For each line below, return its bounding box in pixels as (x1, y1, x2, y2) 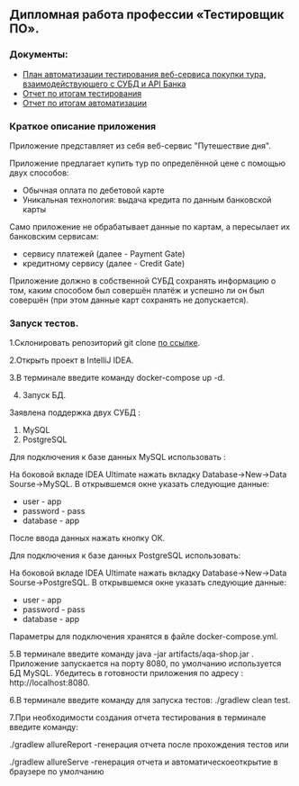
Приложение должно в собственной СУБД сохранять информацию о (9, 275, 276, 286)
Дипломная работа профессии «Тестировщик (9, 7, 285, 23)
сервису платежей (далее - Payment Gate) (22, 248, 186, 259)
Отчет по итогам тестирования (22, 87, 142, 98)
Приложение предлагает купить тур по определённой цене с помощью (9, 158, 286, 168)
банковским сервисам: (9, 230, 99, 241)
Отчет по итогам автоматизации (22, 97, 147, 108)
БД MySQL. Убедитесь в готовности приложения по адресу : (9, 668, 244, 679)
